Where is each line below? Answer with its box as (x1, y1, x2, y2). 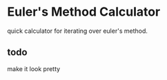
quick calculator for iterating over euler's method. (7, 27, 148, 35)
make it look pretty (7, 64, 61, 72)
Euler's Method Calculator (7, 4, 161, 20)
